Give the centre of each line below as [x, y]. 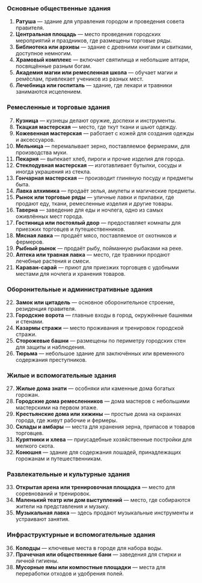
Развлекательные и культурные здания [68, 474]
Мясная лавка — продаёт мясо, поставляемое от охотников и [96, 235]
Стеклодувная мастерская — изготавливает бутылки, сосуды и [99, 165]
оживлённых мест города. [49, 216]
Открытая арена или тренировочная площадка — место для [95, 487]
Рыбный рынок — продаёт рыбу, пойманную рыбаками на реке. [99, 248]
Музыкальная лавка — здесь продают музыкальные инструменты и [105, 513]
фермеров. [30, 242]
